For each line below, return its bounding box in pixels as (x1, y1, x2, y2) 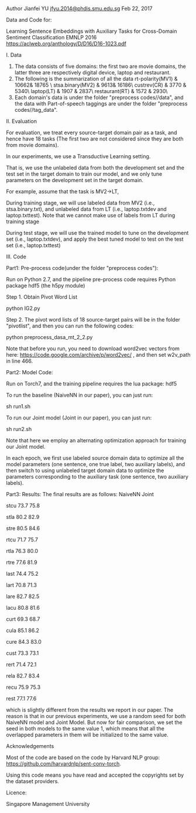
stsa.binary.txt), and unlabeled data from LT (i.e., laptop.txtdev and (6, 206, 167, 213)
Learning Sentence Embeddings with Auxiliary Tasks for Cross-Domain (6, 28, 177, 35)
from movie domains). (6, 142, 59, 148)
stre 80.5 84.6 (6, 525, 40, 532)
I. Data (6, 52, 22, 58)
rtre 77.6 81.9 (6, 559, 37, 566)
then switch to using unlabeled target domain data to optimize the (6, 467, 164, 474)
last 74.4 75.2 (6, 571, 39, 577)
